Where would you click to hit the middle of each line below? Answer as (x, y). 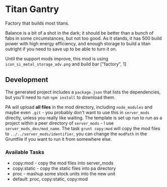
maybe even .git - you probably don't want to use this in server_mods (77, 112)
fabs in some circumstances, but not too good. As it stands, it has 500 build (83, 38)
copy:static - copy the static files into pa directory (64, 168)
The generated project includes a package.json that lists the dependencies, (83, 92)
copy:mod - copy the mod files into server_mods (63, 163)
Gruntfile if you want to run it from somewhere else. (59, 139)
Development (27, 80)
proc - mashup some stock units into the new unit (64, 174)
